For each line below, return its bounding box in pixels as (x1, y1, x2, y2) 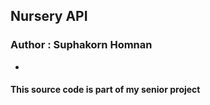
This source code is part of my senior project (10, 84, 201, 96)
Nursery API (10, 8, 88, 25)
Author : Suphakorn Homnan (10, 38, 153, 52)
